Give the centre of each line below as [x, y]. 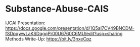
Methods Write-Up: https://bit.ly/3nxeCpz [49, 39]
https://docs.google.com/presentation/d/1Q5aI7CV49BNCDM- [70, 28]
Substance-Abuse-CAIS [57, 9]
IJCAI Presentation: [25, 23]
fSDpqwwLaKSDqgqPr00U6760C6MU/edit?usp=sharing [64, 33]
